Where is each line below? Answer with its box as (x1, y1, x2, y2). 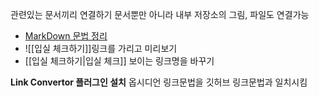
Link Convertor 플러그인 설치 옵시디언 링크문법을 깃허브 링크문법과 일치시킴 (10, 76, 308, 88)
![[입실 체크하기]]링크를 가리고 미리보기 (24, 43, 178, 54)
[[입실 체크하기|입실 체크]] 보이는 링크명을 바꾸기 (24, 55, 215, 67)
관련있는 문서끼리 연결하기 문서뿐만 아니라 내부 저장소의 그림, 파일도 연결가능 (10, 9, 310, 20)
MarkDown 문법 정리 (24, 30, 108, 42)
